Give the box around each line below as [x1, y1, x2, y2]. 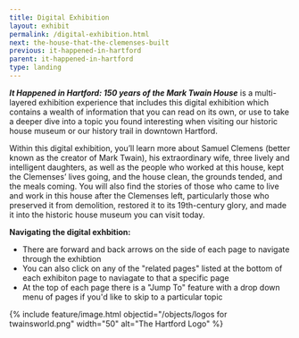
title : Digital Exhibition [9, 13, 110, 22]
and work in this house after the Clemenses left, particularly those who [9, 190, 270, 201]
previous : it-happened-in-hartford [9, 46, 142, 55]
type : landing [9, 63, 62, 72]
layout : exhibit [9, 21, 70, 30]
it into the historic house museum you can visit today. [9, 209, 205, 220]
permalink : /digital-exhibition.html [9, 30, 150, 38]
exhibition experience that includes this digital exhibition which [38, 97, 270, 107]
